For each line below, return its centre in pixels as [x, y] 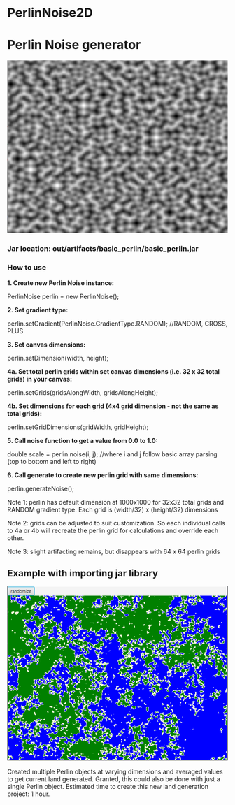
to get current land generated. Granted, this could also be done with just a [114, 779]
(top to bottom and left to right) [52, 461]
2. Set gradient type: [38, 310]
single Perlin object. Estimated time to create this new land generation [108, 787]
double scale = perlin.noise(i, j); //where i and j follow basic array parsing [113, 454]
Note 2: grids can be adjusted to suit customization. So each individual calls [116, 523]
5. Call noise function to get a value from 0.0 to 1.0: [83, 440]
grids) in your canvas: [40, 379]
